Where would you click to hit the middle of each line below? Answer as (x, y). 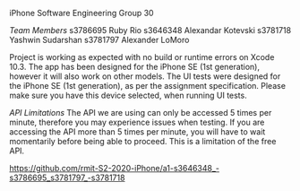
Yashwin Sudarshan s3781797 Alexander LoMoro (99, 40)
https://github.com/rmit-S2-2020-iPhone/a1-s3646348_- (115, 168)
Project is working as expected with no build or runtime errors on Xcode (142, 57)
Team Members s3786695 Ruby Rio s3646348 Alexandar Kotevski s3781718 (150, 30)
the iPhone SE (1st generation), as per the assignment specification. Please (148, 86)
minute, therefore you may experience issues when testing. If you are (137, 122)
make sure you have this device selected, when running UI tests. (129, 95)
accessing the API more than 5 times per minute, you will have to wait (137, 132)
